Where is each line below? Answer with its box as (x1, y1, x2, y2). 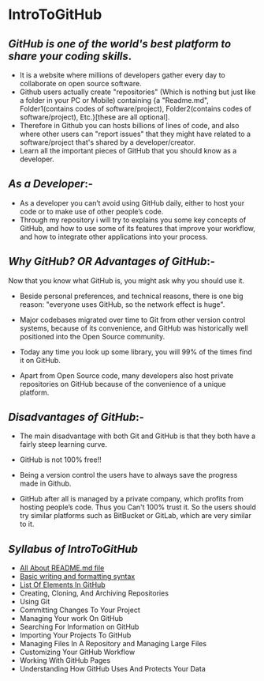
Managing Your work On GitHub (19, 614, 124, 623)
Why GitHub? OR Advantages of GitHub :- (8, 255, 215, 268)
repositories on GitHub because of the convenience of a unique (19, 379, 226, 388)
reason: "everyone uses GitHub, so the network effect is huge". (19, 299, 225, 309)
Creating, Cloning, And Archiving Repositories (19, 588, 169, 598)
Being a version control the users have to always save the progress (19, 471, 238, 480)
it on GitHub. (19, 355, 61, 365)
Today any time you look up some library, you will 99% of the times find (19, 346, 252, 357)
